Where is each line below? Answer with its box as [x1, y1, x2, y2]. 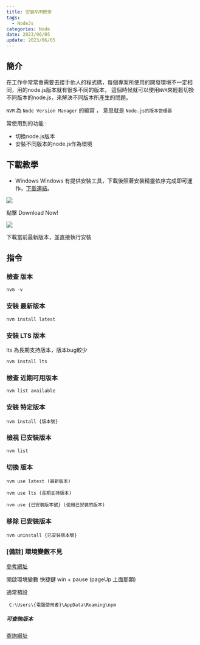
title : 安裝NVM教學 [6, 9, 52, 15]
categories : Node [6, 26, 50, 32]
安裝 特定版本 [6, 403, 46, 411]
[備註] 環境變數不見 [6, 548, 63, 556]
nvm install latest [6, 316, 56, 322]
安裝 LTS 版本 [6, 331, 46, 340]
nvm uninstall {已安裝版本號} [6, 532, 77, 539]
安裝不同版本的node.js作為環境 [15, 140, 93, 147]
